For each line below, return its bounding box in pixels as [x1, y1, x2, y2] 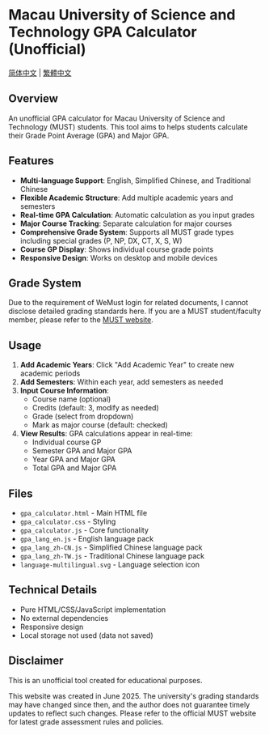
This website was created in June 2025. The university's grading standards [8, 690, 259, 701]
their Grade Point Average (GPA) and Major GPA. [8, 130, 170, 140]
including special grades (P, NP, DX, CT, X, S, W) [19, 236, 183, 245]
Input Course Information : [19, 386, 109, 396]
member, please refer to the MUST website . [8, 315, 153, 325]
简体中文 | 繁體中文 [8, 67, 72, 78]
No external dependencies [19, 613, 109, 622]
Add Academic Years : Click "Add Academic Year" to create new [19, 360, 234, 370]
